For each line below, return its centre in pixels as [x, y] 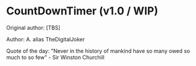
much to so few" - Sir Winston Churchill [55, 57]
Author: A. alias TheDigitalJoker [46, 39]
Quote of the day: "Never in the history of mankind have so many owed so [98, 51]
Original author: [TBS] [33, 28]
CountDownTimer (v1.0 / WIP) [82, 11]
